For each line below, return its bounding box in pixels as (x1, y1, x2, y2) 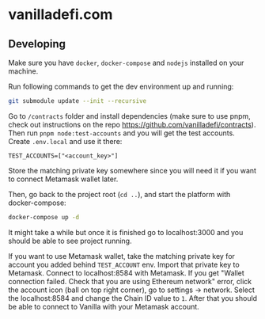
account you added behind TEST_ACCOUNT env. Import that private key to (8, 260, 240, 269)
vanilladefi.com (8, 6, 113, 24)
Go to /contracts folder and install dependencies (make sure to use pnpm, (8, 111, 251, 120)
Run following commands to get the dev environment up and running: (8, 82, 234, 91)
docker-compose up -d (8, 213, 80, 221)
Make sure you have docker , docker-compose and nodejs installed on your (8, 58, 244, 67)
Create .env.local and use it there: (8, 136, 123, 146)
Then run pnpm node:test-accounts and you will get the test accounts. (8, 128, 235, 138)
